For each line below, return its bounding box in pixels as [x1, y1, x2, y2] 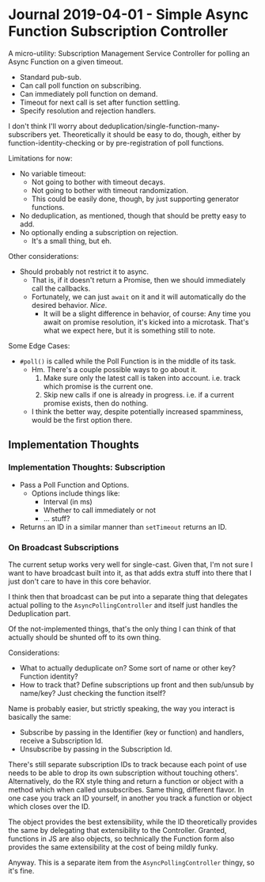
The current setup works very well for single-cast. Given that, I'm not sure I [8, 560, 253, 569]
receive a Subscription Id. [19, 736, 104, 745]
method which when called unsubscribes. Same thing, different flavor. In [8, 785, 244, 794]
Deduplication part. [8, 608, 71, 618]
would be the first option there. [31, 415, 133, 424]
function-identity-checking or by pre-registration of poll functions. [8, 138, 224, 147]
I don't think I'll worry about [8, 121, 98, 131]
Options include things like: [31, 489, 120, 498]
